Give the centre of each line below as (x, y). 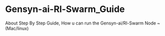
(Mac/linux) (17, 28)
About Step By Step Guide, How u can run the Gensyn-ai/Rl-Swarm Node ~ (83, 23)
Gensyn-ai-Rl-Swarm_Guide (65, 9)
